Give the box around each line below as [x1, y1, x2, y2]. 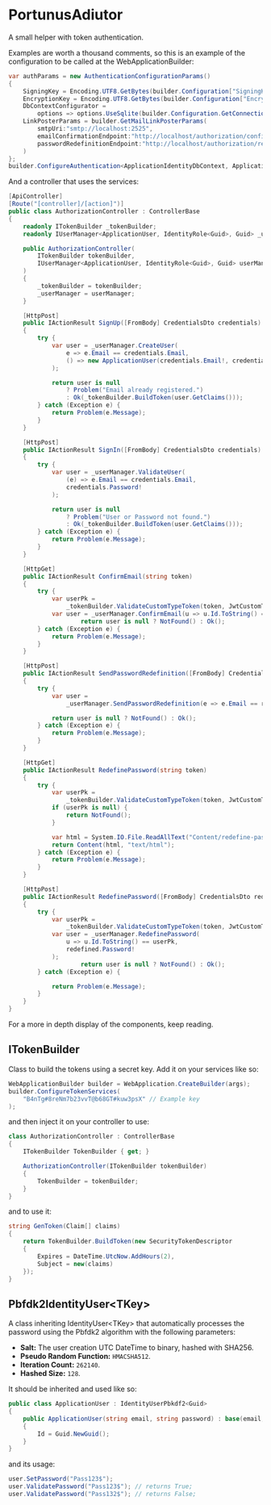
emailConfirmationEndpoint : [37, 132, 131, 140]
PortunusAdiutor [8, 6, 123, 24]
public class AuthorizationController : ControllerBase [8, 207, 200, 215]
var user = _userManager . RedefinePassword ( [51, 930, 200, 939]
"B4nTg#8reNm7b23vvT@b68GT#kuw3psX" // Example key [23, 1095, 200, 1103]
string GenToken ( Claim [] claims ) [8, 1223, 121, 1231]
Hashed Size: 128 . [19, 1369, 81, 1378]
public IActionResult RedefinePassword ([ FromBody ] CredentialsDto [23, 893, 251, 901]
